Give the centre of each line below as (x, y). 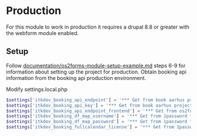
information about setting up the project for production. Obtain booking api (96, 72)
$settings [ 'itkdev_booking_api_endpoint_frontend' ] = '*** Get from (91, 111)
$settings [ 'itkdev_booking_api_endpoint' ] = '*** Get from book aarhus (95, 100)
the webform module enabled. (43, 33)
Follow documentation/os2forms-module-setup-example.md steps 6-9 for (96, 65)
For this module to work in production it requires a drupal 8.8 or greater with (98, 27)
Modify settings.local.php (37, 89)
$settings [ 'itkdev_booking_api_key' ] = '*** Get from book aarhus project (99, 105)
